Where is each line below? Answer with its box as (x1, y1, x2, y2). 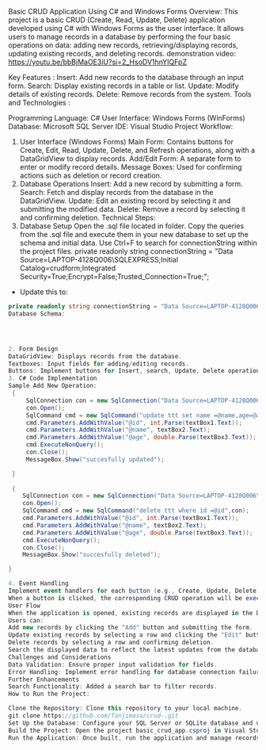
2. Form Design (8, 345, 59, 353)
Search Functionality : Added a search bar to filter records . (8, 683, 218, 691)
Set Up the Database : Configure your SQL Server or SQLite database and (8, 719, 253, 727)
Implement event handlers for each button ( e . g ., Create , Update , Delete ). (8, 587, 264, 595)
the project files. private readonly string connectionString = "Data (19, 247, 234, 256)
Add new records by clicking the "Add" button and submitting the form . (8, 624, 253, 632)
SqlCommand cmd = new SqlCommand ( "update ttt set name (25, 411, 211, 419)
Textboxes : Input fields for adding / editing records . (8, 360, 190, 368)
